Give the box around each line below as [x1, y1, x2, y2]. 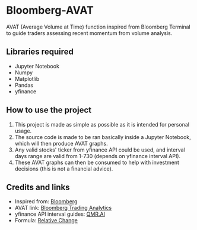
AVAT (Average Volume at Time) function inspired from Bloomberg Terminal [6, 23, 191, 30]
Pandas [14, 81, 34, 89]
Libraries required [6, 47, 74, 57]
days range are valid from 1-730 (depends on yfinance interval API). [14, 152, 181, 159]
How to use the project [6, 105, 92, 115]
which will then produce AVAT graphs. [14, 140, 108, 147]
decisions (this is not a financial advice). [14, 165, 113, 172]
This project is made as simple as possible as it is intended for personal [14, 121, 190, 128]
